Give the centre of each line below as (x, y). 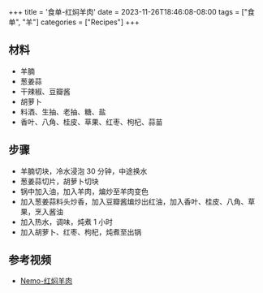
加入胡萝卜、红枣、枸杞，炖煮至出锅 (81, 232)
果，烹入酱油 (41, 211)
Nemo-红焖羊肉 (46, 281)
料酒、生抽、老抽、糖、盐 (63, 111)
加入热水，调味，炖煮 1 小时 (67, 222)
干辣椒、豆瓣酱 (45, 91)
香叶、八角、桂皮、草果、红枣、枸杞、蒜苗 (91, 122)
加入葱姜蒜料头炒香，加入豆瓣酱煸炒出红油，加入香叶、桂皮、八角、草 (138, 201)
